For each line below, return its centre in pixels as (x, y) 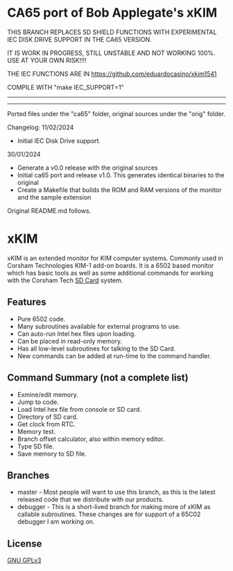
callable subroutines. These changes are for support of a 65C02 (109, 514)
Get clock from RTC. (46, 424)
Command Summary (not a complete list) (98, 378)
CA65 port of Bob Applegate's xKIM (112, 13)
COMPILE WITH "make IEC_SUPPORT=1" (66, 87)
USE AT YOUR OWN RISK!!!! (47, 60)
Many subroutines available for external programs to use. (99, 326)
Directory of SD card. (48, 417)
